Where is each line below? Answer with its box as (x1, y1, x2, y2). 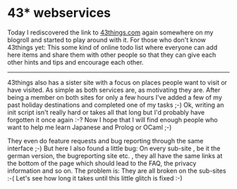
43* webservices (7, 5, 111, 21)
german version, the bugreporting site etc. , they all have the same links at (7, 151, 223, 159)
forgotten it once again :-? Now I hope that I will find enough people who (7, 115, 218, 124)
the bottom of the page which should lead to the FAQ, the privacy (7, 159, 197, 167)
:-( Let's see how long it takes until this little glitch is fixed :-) (7, 174, 183, 182)
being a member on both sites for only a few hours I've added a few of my (7, 93, 222, 101)
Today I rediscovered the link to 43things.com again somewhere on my (7, 28, 214, 37)
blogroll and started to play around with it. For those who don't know (7, 35, 207, 44)
